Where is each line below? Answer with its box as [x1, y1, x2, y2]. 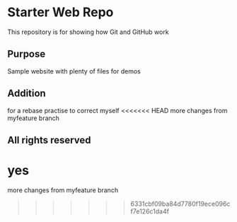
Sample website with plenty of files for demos [7, 66, 141, 75]
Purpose [7, 48, 46, 60]
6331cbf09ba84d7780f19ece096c [130, 199, 231, 208]
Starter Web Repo [7, 4, 114, 21]
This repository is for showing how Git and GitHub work [7, 28, 169, 36]
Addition [7, 88, 46, 100]
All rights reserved [7, 134, 91, 146]
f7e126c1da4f [130, 206, 170, 216]
